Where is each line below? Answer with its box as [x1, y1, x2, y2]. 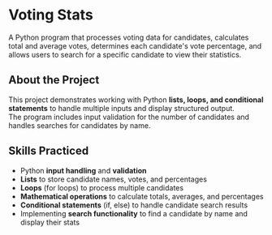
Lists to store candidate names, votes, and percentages [19, 174, 207, 184]
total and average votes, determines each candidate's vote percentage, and [8, 41, 262, 50]
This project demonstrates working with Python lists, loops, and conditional [8, 95, 264, 105]
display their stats [19, 217, 80, 227]
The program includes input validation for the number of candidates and [8, 112, 250, 122]
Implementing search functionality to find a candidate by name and [19, 208, 248, 218]
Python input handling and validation [19, 165, 148, 175]
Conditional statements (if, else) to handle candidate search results [19, 200, 248, 210]
